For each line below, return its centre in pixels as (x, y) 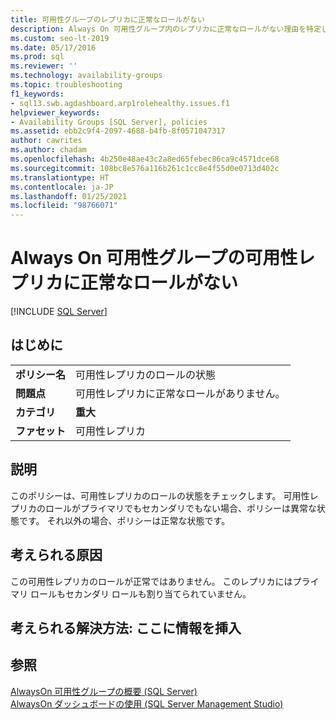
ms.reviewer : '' (44, 66)
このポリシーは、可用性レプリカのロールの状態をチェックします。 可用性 (160, 495)
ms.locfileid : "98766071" (64, 206)
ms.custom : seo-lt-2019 (60, 38)
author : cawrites (46, 141)
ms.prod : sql (37, 57)
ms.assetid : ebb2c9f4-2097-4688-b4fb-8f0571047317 (118, 131)
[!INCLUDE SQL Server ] (59, 312)
